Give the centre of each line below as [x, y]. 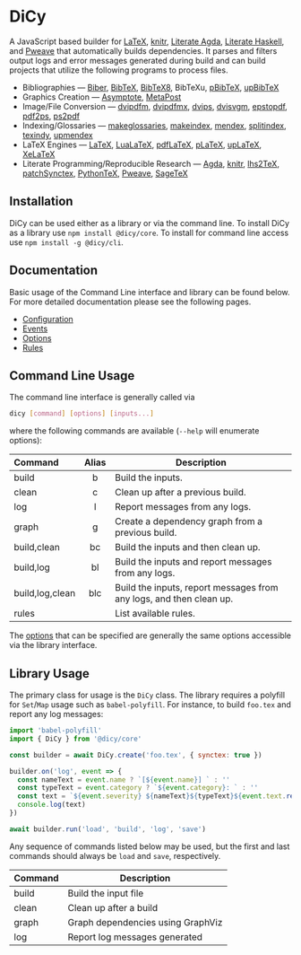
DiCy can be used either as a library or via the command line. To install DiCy [149, 223]
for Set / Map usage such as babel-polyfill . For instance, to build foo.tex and [150, 705]
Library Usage [49, 674]
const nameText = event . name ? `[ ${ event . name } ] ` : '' [124, 780]
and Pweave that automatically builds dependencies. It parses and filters [143, 50]
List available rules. [155, 614]
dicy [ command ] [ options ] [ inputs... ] [82, 414]
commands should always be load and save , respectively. [115, 855]
